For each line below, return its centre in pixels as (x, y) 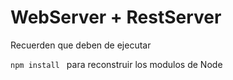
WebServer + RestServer (116, 17)
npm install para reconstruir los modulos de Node (116, 64)
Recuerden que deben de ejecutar (81, 45)
